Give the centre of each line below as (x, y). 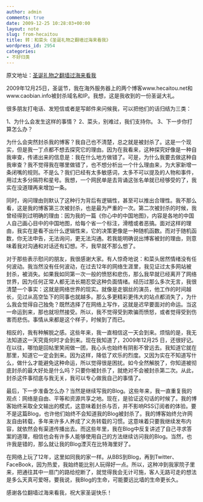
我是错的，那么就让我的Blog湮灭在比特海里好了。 (72, 444)
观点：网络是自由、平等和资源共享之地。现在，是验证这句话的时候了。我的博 (101, 398)
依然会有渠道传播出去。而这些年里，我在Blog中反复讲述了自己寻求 (105, 429)
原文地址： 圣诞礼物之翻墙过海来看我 (51, 75)
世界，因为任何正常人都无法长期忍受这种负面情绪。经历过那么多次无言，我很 (101, 281)
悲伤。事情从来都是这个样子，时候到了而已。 (72, 319)
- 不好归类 (18, 57)
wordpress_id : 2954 (31, 46)
